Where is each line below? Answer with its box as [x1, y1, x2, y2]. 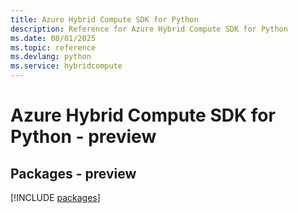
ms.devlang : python [10, 52, 92, 62]
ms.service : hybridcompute [10, 61, 123, 71]
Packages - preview [10, 165, 137, 182]
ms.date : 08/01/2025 [10, 33, 97, 43]
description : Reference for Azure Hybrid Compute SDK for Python [10, 24, 288, 34]
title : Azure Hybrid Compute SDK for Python [10, 14, 199, 25]
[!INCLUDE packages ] [10, 192, 101, 203]
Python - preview [10, 126, 157, 148]
